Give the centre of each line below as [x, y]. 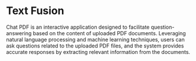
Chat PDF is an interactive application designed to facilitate [78, 27]
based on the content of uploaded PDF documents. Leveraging [109, 33]
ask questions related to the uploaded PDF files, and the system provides [95, 46]
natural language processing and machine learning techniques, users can [95, 39]
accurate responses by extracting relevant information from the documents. [98, 52]
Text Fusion [35, 11]
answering [19, 33]
